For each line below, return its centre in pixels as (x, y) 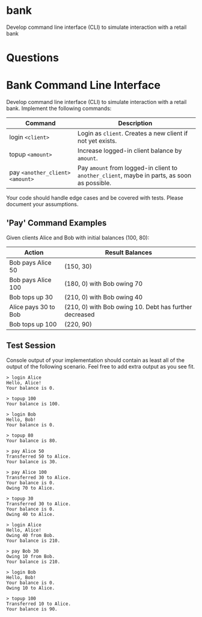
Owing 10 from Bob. (31, 556)
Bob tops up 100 (33, 324)
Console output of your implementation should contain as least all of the (96, 360)
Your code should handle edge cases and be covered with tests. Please (95, 198)
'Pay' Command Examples (57, 223)
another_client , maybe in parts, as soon (134, 176)
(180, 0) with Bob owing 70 (103, 283)
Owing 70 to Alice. (31, 488)
